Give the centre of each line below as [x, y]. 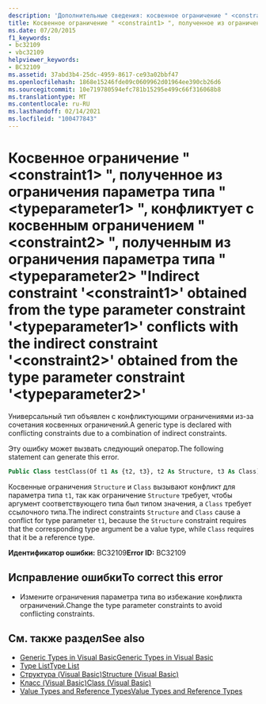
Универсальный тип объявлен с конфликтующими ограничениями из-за [131, 416]
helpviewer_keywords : [44, 60]
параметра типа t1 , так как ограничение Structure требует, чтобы [120, 495]
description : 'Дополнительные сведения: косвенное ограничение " [118, 15]
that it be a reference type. [51, 537]
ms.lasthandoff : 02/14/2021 [55, 112]
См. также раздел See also [76, 639]
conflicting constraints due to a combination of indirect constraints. [118, 433]
